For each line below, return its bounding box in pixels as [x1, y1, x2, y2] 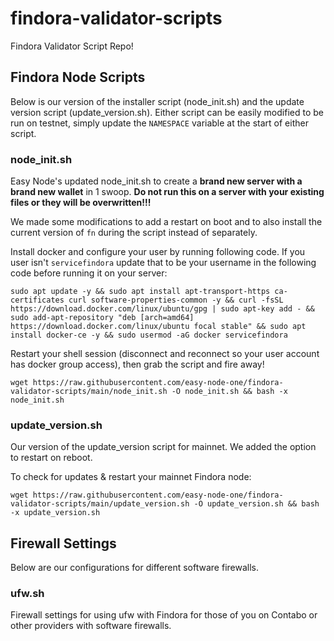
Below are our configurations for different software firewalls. [10, 562, 259, 574]
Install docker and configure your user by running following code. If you [10, 246, 306, 258]
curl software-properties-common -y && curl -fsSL [68, 295, 284, 306]
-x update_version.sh [10, 508, 101, 518]
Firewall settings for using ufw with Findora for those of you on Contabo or [10, 609, 318, 621]
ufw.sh [10, 587, 45, 601]
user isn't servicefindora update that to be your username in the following [10, 257, 317, 269]
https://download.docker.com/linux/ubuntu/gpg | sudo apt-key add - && [10, 304, 315, 314]
